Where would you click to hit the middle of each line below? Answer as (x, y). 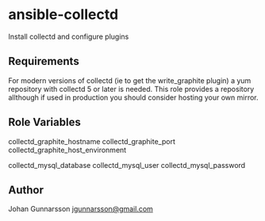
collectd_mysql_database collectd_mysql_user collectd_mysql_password (127, 165)
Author (26, 190)
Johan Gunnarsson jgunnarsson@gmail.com (81, 209)
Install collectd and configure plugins (69, 36)
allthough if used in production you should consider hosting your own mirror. (134, 97)
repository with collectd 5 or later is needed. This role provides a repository (131, 89)
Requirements (44, 61)
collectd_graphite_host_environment (67, 150)
